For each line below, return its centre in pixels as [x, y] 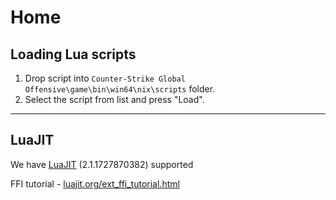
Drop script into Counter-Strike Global [105, 78]
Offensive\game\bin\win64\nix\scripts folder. [120, 89]
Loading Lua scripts [73, 54]
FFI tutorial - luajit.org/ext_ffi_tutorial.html [95, 183]
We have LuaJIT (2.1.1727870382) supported [102, 164]
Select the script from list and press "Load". [114, 99]
